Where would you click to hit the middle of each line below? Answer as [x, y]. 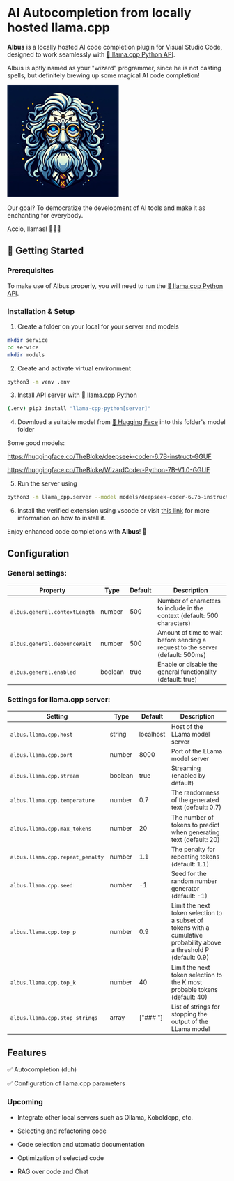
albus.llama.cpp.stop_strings [54, 1018]
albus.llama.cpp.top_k [43, 983]
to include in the [181, 608]
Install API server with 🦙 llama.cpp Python [77, 395]
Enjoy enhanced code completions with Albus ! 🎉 [77, 532]
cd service [23, 347]
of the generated [195, 800]
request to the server [188, 647]
